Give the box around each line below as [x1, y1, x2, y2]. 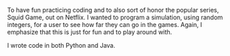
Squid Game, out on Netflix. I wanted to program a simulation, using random [7, 13, 223, 21]
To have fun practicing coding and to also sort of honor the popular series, [7, 6, 219, 14]
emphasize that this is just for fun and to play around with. [7, 28, 173, 36]
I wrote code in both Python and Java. [7, 41, 116, 49]
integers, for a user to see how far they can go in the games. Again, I [7, 21, 202, 28]
